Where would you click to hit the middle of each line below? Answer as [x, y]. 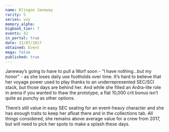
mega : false [18, 52]
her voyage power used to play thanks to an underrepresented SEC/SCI [80, 82]
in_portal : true [22, 38]
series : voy [18, 19]
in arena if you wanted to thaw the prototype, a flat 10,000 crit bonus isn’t [82, 93]
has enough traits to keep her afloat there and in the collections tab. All [79, 113]
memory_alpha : [20, 24]
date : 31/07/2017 [24, 43]
